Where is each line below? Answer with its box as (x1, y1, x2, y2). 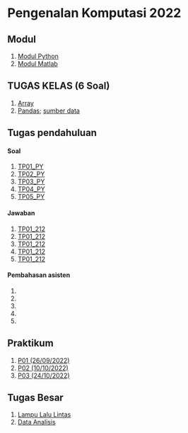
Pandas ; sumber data (17, 106, 80, 115)
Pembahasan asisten (7, 271, 71, 279)
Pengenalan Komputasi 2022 (7, 5, 182, 21)
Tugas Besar (7, 392, 64, 404)
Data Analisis (17, 418, 56, 427)
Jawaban (7, 209, 35, 217)
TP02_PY (17, 170, 45, 179)
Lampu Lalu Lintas (17, 410, 71, 419)
